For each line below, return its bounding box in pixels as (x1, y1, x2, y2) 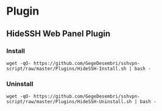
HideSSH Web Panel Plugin (6, 29, 111, 39)
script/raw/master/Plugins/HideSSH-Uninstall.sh (6, 99, 132, 105)
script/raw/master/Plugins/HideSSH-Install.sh (6, 66, 127, 72)
